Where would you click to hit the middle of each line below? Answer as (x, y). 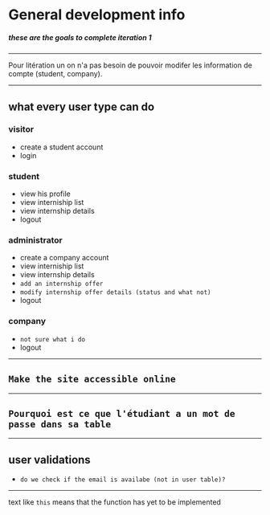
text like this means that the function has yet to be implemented (115, 502)
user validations (49, 460)
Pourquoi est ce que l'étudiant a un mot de (122, 413)
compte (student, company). (55, 74)
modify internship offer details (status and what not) (115, 292)
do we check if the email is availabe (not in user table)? (123, 480)
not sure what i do (53, 339)
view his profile (45, 194)
